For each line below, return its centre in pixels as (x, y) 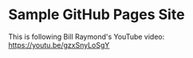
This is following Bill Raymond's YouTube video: (87, 37)
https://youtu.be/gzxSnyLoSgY (59, 44)
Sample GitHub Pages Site (96, 15)
